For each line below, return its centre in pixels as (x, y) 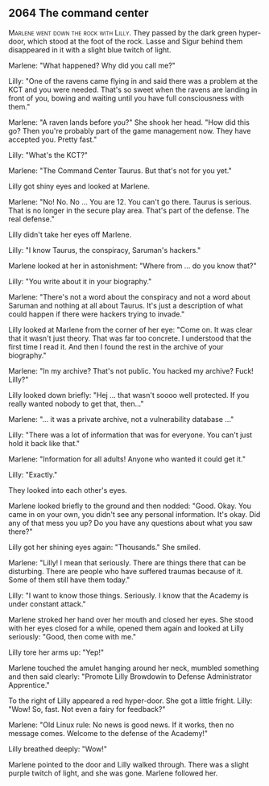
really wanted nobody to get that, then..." (76, 403)
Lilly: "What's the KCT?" (48, 155)
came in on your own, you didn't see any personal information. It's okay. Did (134, 514)
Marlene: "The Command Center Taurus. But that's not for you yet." (120, 170)
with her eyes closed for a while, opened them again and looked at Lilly (126, 628)
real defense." (31, 219)
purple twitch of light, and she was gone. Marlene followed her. (113, 773)
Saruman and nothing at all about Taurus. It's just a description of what (126, 305)
